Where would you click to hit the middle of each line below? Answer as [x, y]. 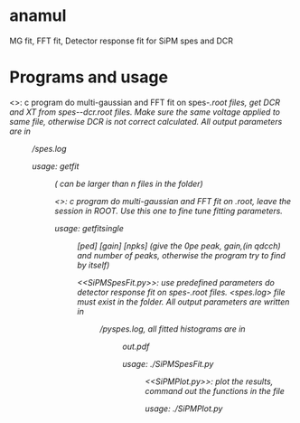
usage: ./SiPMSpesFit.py [168, 363]
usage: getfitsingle [89, 228]
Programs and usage [89, 77]
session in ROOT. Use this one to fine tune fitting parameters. [169, 211]
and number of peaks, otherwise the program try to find [182, 255]
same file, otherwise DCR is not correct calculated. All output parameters [146, 121]
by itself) [94, 265]
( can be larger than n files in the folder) [129, 183]
